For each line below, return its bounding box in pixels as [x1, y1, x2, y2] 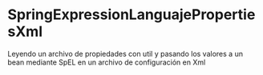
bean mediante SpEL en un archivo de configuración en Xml [7, 57, 206, 67]
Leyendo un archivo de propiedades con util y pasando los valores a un [7, 49, 244, 58]
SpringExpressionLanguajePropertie [7, 6, 256, 24]
